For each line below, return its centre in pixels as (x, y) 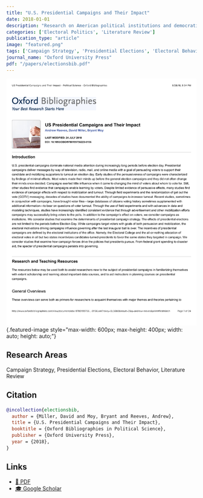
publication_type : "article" (43, 38)
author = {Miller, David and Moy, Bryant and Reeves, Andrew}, (93, 416)
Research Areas (37, 355)
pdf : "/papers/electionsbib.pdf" (48, 64)
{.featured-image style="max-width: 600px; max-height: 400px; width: (95, 330)
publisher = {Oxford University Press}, (63, 436)
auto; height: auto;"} (31, 336)
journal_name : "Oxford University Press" (59, 57)
